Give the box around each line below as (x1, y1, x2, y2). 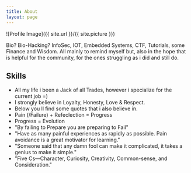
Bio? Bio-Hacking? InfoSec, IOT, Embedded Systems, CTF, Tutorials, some (6, 42, 185, 49)
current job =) (14, 93, 48, 100)
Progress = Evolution (14, 118, 65, 125)
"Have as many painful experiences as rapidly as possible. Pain (14, 130, 168, 137)
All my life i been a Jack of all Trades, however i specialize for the (14, 86, 172, 94)
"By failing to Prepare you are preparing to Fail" (14, 124, 129, 131)
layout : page (6, 14, 38, 20)
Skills (6, 71, 26, 81)
